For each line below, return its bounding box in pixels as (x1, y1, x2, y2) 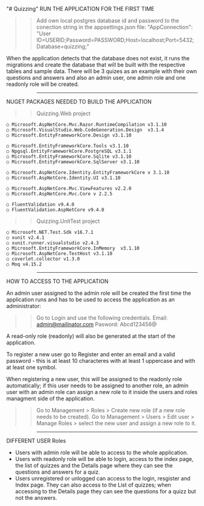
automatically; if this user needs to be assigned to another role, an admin (6, 382, 189, 389)
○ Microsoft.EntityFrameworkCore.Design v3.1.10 (6, 132, 132, 138)
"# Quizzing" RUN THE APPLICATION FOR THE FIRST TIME (6, 5, 155, 12)
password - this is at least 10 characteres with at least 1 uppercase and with (6, 357, 195, 364)
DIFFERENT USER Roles (6, 437, 66, 444)
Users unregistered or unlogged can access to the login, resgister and (15, 475, 191, 482)
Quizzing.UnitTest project (36, 217, 100, 225)
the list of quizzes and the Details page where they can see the (15, 462, 173, 469)
